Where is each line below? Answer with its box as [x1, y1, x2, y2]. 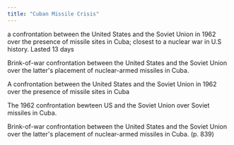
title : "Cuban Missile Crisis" [7, 10, 100, 18]
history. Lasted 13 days [7, 45, 74, 53]
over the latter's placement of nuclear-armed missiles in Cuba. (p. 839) [7, 129, 214, 138]
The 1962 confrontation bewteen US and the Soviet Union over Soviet [7, 100, 210, 110]
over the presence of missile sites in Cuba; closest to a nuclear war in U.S [7, 37, 222, 46]
